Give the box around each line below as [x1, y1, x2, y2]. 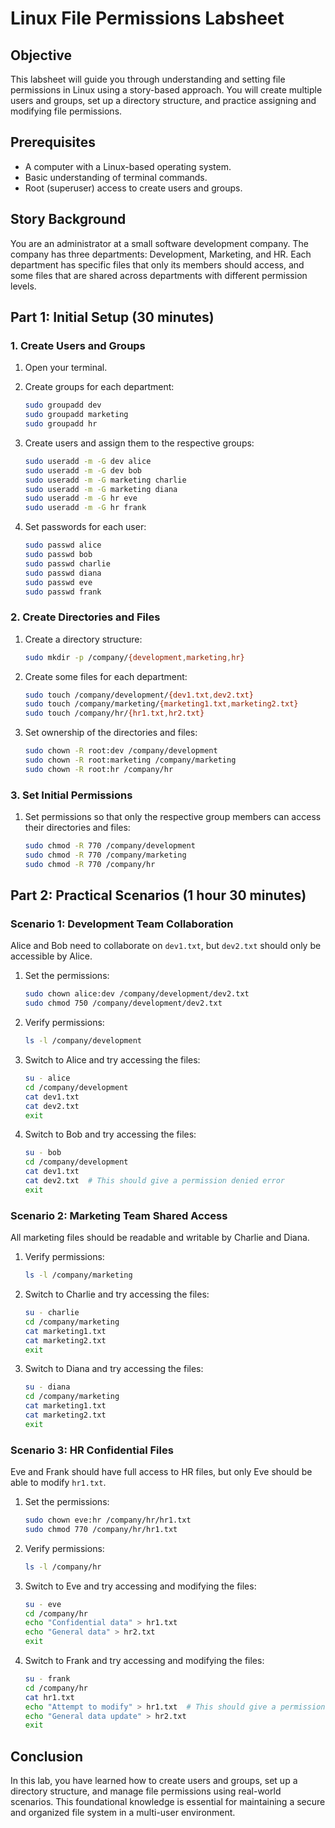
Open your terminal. [24, 362, 108, 374]
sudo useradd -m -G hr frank [24, 503, 147, 513]
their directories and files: [24, 822, 131, 834]
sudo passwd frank [24, 587, 102, 597]
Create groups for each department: [24, 381, 175, 393]
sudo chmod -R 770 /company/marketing [24, 850, 187, 861]
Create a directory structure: [24, 633, 143, 645]
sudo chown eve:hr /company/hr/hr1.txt [24, 1515, 192, 1526]
